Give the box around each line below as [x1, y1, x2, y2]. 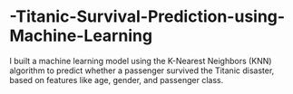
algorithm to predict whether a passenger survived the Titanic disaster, [9, 65, 275, 76]
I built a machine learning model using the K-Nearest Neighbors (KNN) [9, 55, 272, 66]
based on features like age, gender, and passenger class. [9, 74, 224, 85]
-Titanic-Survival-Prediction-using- [9, 6, 286, 27]
